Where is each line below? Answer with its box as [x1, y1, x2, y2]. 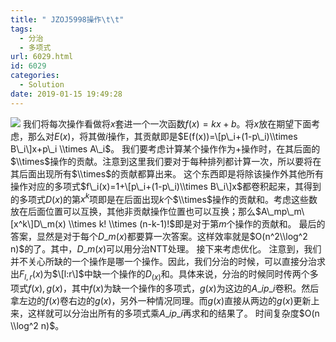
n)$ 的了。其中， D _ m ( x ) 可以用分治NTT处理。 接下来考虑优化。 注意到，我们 [10, 243, 322, 255]
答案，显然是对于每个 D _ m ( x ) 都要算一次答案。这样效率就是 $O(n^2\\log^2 [10, 231, 308, 243]
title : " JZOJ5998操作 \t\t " [10, 14, 125, 25]
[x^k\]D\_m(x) [10, 218, 67, 230]
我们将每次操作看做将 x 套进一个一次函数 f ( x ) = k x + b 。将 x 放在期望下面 [22, 117, 312, 130]
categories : [10, 71, 60, 81]
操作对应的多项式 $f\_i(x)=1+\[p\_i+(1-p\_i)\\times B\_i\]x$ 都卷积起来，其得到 [10, 180, 322, 192]
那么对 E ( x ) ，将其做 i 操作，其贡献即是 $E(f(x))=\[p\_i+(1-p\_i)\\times [27, 130, 298, 142]
